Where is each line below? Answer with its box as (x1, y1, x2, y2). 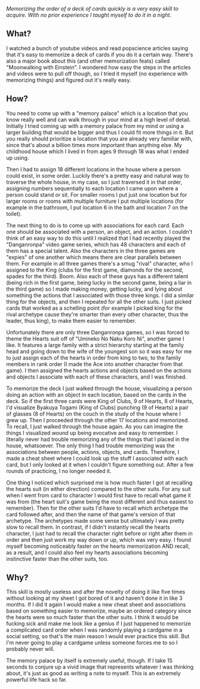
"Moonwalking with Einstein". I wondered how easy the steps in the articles (6, 63, 191, 71)
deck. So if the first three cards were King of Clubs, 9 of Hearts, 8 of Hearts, (6, 397, 194, 404)
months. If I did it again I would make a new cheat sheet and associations (6, 601, 186, 608)
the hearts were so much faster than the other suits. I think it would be (6, 614, 179, 621)
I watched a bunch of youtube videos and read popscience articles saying (6, 44, 189, 51)
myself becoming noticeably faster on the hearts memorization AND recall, (6, 542, 190, 550)
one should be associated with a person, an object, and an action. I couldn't (6, 228, 193, 235)
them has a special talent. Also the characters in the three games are (6, 247, 176, 254)
